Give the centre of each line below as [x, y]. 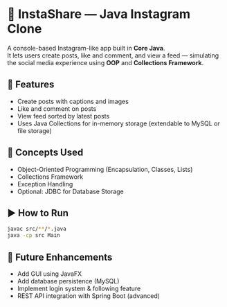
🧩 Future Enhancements [60, 257]
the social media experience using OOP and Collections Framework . [106, 62]
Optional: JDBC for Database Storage [70, 191]
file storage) [34, 130]
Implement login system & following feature [79, 288]
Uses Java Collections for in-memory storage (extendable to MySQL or [118, 123]
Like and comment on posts [57, 108]
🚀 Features [31, 85]
